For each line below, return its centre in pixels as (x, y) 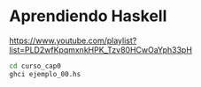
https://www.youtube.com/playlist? (73, 40)
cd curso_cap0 (35, 66)
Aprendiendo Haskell (88, 16)
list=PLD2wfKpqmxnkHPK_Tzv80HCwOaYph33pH (101, 49)
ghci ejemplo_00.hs (45, 74)
